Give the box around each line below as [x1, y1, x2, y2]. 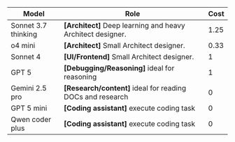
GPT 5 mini [10, 104, 48, 113]
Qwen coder [10, 115, 51, 124]
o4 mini [10, 41, 36, 50]
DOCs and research [64, 92, 129, 102]
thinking [10, 29, 37, 39]
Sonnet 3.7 [10, 21, 48, 30]
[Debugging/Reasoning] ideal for [64, 63, 175, 72]
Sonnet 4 [10, 52, 41, 61]
